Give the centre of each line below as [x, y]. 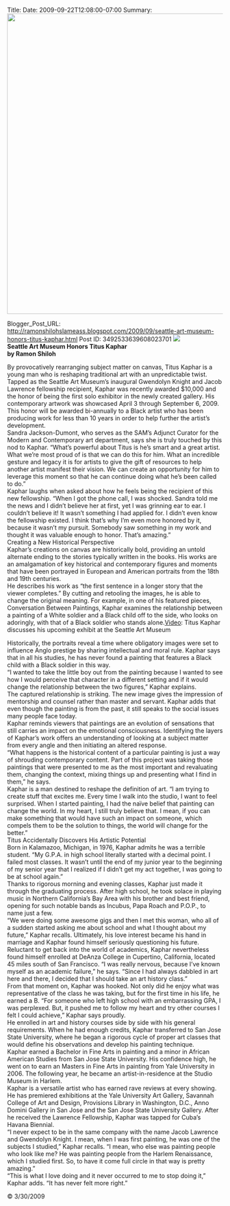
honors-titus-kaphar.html [42, 339]
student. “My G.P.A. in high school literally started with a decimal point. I [109, 855]
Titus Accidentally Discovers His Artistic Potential [77, 840]
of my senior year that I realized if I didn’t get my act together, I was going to [115, 869]
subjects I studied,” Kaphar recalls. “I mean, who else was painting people [111, 1147]
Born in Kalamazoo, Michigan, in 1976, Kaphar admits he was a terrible [106, 847]
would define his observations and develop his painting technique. [101, 1044]
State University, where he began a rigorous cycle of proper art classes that [114, 1037]
